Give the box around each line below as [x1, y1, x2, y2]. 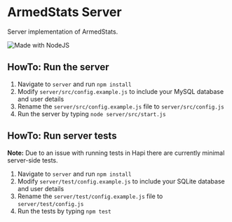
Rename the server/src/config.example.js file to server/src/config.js [17, 102, 224, 111]
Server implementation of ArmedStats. [7, 27, 118, 36]
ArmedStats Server [7, 4, 122, 20]
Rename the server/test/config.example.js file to [17, 192, 163, 200]
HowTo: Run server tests [7, 130, 117, 142]
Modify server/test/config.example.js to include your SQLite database [17, 176, 226, 186]
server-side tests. [7, 155, 58, 165]
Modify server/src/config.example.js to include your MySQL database [17, 87, 224, 95]
